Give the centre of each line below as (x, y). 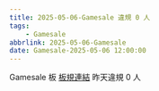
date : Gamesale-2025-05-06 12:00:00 (78, 51)
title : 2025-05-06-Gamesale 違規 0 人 (80, 17)
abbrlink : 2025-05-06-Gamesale (68, 42)
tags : (19, 26)
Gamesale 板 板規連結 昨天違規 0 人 (75, 78)
